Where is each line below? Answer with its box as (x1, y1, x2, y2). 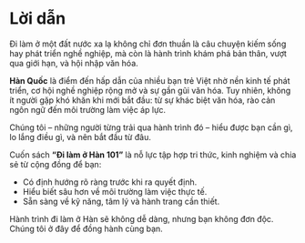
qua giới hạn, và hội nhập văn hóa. (9, 57, 138, 68)
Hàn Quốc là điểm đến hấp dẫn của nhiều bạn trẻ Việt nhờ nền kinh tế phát (9, 75, 290, 86)
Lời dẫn (9, 8, 66, 29)
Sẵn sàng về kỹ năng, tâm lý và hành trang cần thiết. (22, 196, 220, 207)
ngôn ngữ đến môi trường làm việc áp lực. (9, 104, 167, 115)
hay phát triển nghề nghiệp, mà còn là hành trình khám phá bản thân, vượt (9, 47, 287, 58)
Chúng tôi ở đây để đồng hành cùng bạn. (9, 223, 164, 234)
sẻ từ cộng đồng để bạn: (9, 158, 102, 169)
